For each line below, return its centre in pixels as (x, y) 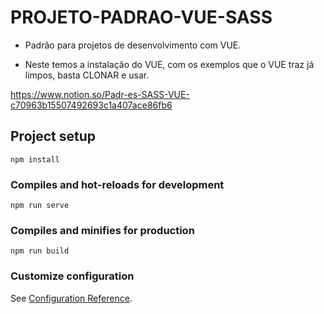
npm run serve (40, 206)
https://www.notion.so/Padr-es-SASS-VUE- (100, 94)
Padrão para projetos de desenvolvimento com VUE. (133, 45)
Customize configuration (72, 276)
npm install (35, 159)
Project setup (53, 136)
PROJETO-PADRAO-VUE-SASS (141, 17)
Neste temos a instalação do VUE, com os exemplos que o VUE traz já (169, 64)
